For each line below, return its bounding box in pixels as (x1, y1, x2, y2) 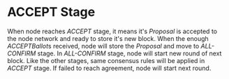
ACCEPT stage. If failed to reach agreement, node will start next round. (7, 64, 212, 72)
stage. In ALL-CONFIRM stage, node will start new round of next (37, 49, 222, 58)
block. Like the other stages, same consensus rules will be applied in (7, 56, 205, 64)
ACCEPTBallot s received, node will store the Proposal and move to (7, 42, 200, 50)
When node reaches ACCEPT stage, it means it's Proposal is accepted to (7, 27, 218, 35)
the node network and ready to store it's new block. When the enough (7, 34, 209, 42)
